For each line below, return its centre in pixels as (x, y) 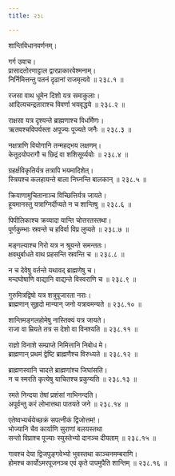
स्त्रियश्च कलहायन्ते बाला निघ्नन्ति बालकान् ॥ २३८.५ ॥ (77, 179)
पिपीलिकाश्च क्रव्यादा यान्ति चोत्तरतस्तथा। (60, 220)
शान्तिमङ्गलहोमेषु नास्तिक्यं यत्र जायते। (57, 319)
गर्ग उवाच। (22, 61)
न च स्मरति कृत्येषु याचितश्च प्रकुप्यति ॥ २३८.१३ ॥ (73, 379)
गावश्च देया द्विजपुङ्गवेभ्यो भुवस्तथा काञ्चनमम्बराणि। (73, 454)
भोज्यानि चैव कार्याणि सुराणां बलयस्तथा (55, 429)
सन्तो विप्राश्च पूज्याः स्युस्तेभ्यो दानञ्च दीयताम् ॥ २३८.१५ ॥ (82, 438)
